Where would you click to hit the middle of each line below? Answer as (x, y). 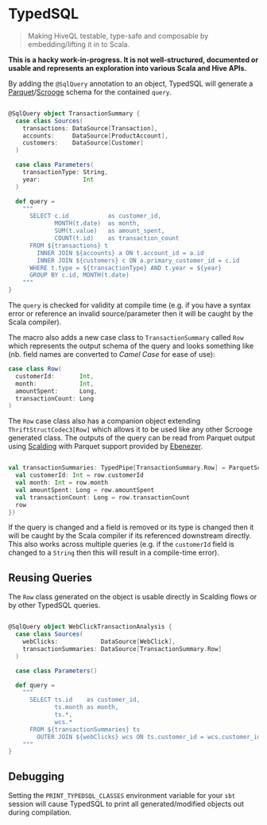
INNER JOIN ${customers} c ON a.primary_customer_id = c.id (138, 260)
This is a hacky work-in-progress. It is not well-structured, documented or (133, 60)
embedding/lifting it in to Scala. (79, 44)
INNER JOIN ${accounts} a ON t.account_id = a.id (120, 253)
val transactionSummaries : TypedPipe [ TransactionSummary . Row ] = (117, 468)
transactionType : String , (66, 172)
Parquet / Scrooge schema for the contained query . (90, 91)
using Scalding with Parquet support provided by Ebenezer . (106, 447)
